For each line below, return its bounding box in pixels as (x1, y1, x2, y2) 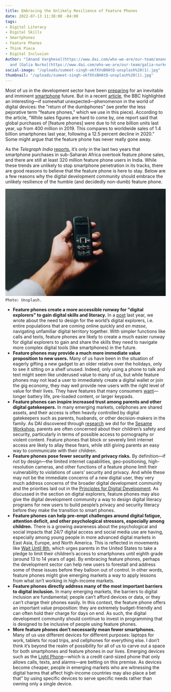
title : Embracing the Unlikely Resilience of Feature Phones (5, 8, 138, 13)
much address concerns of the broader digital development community (12, 480, 162, 486)
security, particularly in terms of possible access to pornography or (12, 431, 154, 437)
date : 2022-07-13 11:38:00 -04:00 (5, 13, 79, 19)
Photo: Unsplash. (5, 298, 42, 303)
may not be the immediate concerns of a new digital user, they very (12, 475, 154, 481)
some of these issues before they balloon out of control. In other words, (12, 566, 163, 573)
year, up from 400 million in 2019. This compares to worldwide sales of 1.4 (5, 126, 161, 132)
